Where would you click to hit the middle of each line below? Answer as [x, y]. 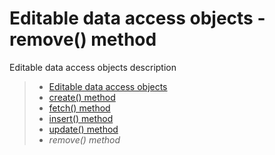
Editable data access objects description [93, 67]
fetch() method [79, 108]
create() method [82, 97]
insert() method [81, 118]
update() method [83, 129]
